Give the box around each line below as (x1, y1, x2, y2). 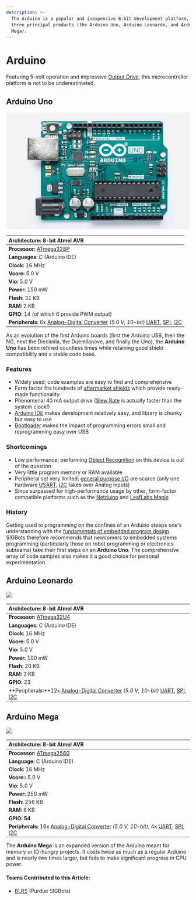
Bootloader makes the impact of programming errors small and (14, 422, 166, 429)
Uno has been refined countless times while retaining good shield (6, 344, 164, 351)
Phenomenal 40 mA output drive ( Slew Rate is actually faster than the (14, 397, 182, 404)
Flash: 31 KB (8, 294, 40, 301)
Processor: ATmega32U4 (8, 613, 71, 621)
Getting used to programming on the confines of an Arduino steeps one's (6, 521, 182, 529)
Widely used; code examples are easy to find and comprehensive (14, 379, 172, 386)
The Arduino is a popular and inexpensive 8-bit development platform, (11, 15, 190, 22)
